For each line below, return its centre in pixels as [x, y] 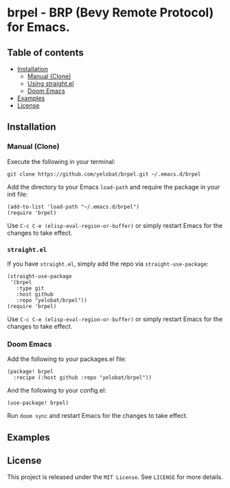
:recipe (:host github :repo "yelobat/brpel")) [83, 378]
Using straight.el [50, 83]
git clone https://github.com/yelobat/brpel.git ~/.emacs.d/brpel [104, 174]
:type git [30, 288]
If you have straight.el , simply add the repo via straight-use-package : [108, 264]
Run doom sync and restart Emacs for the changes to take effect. [97, 416]
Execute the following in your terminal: [61, 161]
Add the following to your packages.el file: [67, 359]
